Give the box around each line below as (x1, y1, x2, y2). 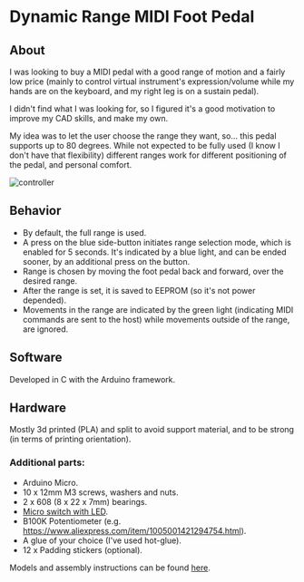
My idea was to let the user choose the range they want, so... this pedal (9, 131, 277, 141)
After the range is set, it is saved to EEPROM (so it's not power (22, 285, 256, 296)
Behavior (9, 203, 62, 218)
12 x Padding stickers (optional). (22, 544, 143, 555)
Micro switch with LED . (22, 506, 109, 517)
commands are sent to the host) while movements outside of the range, (22, 314, 290, 325)
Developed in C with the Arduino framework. (9, 373, 175, 384)
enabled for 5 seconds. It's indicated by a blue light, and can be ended (22, 247, 287, 257)
